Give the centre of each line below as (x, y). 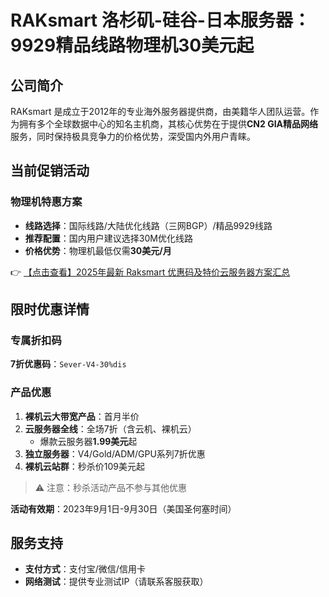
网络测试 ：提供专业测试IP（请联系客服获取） (116, 582)
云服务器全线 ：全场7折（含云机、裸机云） (110, 428)
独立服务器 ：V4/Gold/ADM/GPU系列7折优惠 (115, 453)
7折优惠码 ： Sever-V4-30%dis (68, 364)
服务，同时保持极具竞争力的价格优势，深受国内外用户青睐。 (133, 136)
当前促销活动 (50, 171)
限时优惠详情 (50, 309)
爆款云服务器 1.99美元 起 (88, 441)
